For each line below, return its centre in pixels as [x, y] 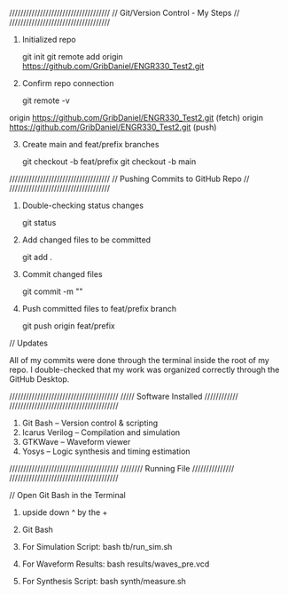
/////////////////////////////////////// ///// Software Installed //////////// [124, 396]
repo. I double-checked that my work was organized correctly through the [144, 369]
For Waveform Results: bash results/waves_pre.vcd [116, 564]
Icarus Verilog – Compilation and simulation [101, 432]
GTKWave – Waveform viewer [76, 442]
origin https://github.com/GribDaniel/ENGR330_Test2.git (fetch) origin [136, 118]
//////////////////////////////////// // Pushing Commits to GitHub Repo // [129, 178]
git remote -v [46, 100]
